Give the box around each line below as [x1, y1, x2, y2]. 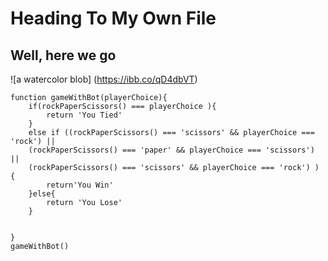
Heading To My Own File [10, 7, 217, 30]
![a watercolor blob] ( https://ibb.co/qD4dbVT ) [10, 73, 198, 85]
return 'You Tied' [46, 110, 123, 120]
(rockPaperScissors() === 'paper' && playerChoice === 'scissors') [28, 145, 315, 155]
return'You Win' [46, 180, 114, 190]
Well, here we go [10, 47, 117, 64]
